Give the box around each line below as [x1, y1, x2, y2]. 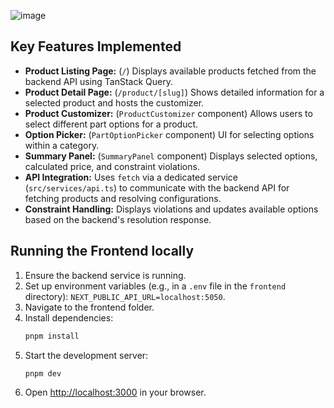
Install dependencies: [24, 311, 114, 324]
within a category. [24, 139, 100, 151]
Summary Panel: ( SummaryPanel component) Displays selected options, [24, 150, 318, 162]
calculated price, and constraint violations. [24, 160, 200, 172]
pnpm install [24, 331, 80, 341]
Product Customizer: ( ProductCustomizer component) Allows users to [24, 107, 313, 119]
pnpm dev [24, 368, 62, 379]
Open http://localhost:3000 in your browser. [24, 386, 207, 399]
